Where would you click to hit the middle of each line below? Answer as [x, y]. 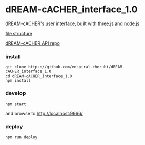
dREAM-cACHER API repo [33, 43]
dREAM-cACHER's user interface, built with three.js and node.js [72, 23]
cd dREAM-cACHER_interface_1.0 [39, 76]
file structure [19, 33]
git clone [16, 67]
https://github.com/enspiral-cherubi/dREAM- [76, 67]
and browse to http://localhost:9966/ [44, 113]
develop [16, 93]
